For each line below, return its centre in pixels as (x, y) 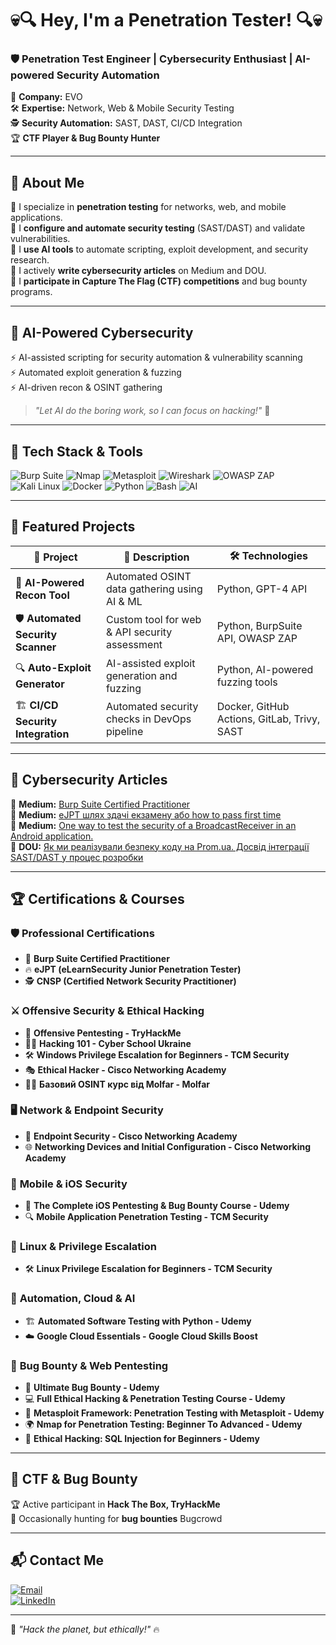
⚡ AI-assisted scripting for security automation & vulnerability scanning (156, 358)
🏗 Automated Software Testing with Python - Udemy (138, 1321)
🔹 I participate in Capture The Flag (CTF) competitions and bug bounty (159, 281)
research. (30, 260)
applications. (36, 218)
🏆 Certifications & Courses (97, 898)
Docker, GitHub (253, 707)
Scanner (36, 647)
